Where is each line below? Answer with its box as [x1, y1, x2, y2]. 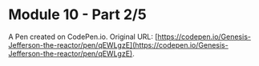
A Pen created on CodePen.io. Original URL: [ [8, 32, 158, 41]
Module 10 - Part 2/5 [8, 6, 147, 24]
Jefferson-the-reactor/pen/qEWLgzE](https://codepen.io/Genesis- [8, 40, 229, 49]
